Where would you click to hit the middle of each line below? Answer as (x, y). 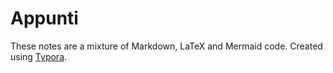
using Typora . (39, 56)
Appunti (44, 18)
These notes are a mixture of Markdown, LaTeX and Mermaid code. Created (166, 46)
